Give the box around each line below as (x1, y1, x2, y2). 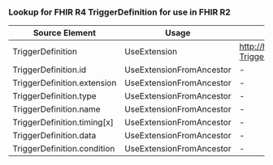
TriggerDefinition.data (12, 130, 97, 142)
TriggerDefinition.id (12, 64, 87, 75)
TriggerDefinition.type (12, 91, 97, 102)
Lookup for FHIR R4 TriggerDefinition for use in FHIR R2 (8, 6, 232, 18)
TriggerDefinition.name (12, 104, 101, 115)
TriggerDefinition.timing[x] (12, 116, 114, 128)
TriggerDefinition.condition (12, 143, 115, 154)
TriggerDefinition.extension (12, 78, 117, 89)
